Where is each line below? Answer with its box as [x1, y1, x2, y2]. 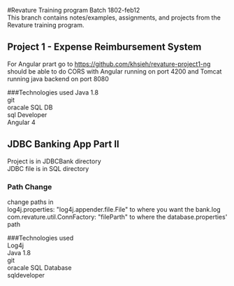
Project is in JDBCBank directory [7, 157, 101, 165]
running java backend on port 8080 [7, 74, 110, 83]
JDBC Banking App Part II [7, 138, 120, 150]
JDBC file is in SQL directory [7, 164, 89, 172]
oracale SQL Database [7, 263, 72, 272]
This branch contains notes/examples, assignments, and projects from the [7, 13, 221, 22]
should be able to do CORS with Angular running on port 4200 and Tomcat [7, 67, 222, 76]
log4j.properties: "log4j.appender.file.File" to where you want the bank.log [7, 205, 221, 213]
